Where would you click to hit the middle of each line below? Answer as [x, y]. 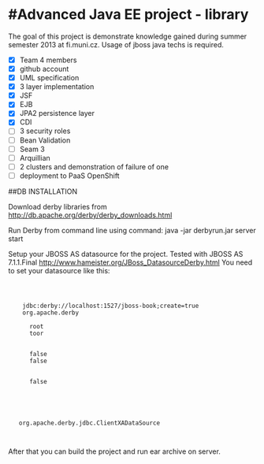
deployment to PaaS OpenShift [69, 176]
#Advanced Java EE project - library [128, 15]
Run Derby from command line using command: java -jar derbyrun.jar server [132, 230]
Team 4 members [48, 60]
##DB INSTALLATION [43, 191]
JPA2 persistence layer [57, 113]
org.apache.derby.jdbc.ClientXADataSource [89, 423]
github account [44, 69]
